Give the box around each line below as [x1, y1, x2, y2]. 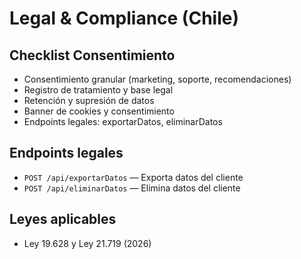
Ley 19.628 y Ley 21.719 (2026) [23, 237, 152, 249]
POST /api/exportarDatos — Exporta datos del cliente [23, 171, 244, 183]
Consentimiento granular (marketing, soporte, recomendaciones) [23, 73, 292, 85]
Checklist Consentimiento [9, 47, 176, 64]
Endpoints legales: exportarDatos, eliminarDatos [23, 116, 223, 127]
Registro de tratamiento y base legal [23, 84, 174, 96]
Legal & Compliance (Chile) [9, 7, 239, 30]
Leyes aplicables [9, 211, 117, 228]
